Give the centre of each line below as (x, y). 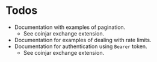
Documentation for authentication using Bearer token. (81, 46)
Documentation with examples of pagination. (70, 27)
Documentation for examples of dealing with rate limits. (83, 40)
